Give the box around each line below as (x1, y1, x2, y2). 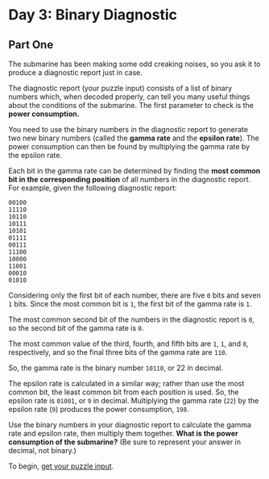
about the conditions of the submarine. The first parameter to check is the (8, 101, 254, 110)
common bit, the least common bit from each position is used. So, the (8, 387, 239, 397)
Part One (8, 38, 54, 52)
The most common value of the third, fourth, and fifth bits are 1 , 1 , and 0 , (8, 339, 249, 348)
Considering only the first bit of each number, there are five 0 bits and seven (8, 290, 262, 300)
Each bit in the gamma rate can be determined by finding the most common (8, 166, 261, 175)
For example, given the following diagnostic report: (8, 183, 177, 193)
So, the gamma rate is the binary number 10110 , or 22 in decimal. (8, 363, 224, 373)
